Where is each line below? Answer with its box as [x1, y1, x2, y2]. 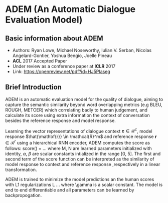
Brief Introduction [5, 83, 62, 91]
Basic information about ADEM [5, 34, 103, 42]
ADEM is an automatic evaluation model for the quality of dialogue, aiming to [5, 96, 163, 102]
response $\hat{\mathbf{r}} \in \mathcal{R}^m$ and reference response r [5, 133, 157, 139]
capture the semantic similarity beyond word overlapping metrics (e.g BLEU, [5, 101, 163, 107]
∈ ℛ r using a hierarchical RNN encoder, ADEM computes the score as [5, 139, 150, 146]
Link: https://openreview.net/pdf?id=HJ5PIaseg [12, 68, 110, 74]
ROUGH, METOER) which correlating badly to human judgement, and [5, 106, 148, 113]
